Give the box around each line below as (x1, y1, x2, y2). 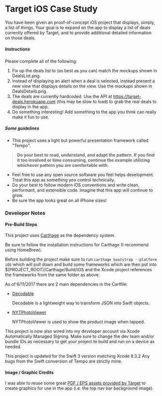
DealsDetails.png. (12, 88, 47, 94)
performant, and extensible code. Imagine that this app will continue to (12, 187, 153, 193)
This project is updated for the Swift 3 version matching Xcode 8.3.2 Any (5, 353, 150, 359)
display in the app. (12, 103, 49, 110)
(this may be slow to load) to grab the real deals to (56, 99, 157, 104)
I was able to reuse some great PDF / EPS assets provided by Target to (5, 380, 146, 386)
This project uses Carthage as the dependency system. (5, 232, 116, 238)
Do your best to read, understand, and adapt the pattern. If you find (16, 152, 155, 158)
